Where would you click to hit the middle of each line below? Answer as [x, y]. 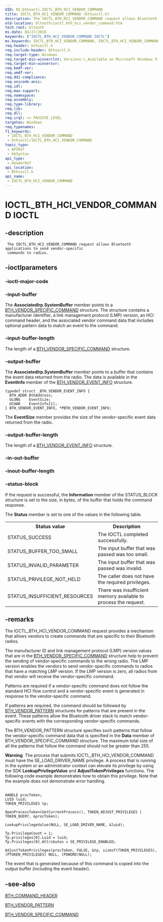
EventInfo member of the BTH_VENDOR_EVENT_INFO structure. [69, 382]
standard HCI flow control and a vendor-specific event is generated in [75, 691]
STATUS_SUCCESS [30, 537]
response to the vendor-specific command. [48, 696]
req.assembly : [19, 100]
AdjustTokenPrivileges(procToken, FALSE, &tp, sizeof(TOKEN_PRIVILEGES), [81, 850]
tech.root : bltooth [25, 28]
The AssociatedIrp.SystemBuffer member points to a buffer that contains [79, 372]
